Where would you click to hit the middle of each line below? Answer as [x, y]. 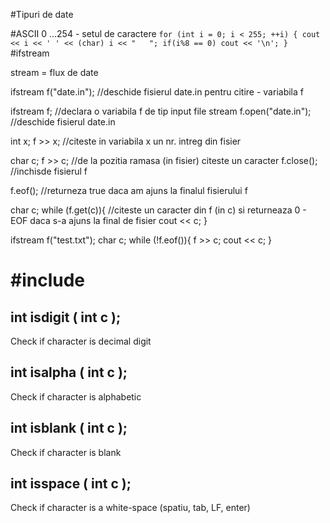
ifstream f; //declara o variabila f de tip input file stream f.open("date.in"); [161, 111]
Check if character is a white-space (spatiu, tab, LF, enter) [130, 508]
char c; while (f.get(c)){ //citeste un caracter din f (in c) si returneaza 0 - [158, 210]
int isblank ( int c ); [69, 428]
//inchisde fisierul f [49, 171]
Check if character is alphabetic [76, 396]
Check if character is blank [66, 452]
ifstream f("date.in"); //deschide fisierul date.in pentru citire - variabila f [157, 92]
